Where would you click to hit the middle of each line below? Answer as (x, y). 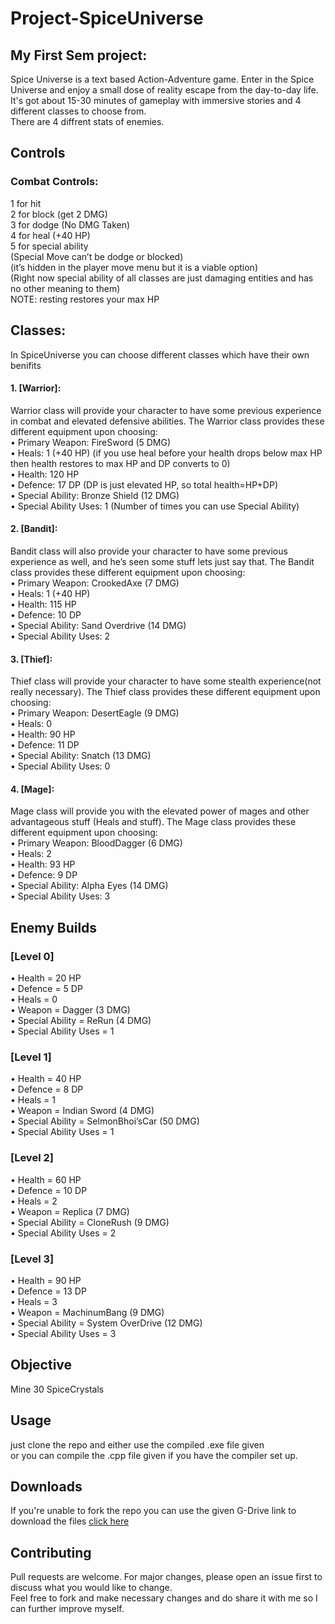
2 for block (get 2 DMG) (59, 214)
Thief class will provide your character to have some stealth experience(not (166, 681)
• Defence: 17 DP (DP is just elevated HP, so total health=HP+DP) (144, 484)
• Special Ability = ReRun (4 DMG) (81, 1020)
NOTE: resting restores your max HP (85, 299)
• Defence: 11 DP (45, 745)
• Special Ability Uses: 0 (60, 766)
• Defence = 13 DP (48, 1291)
